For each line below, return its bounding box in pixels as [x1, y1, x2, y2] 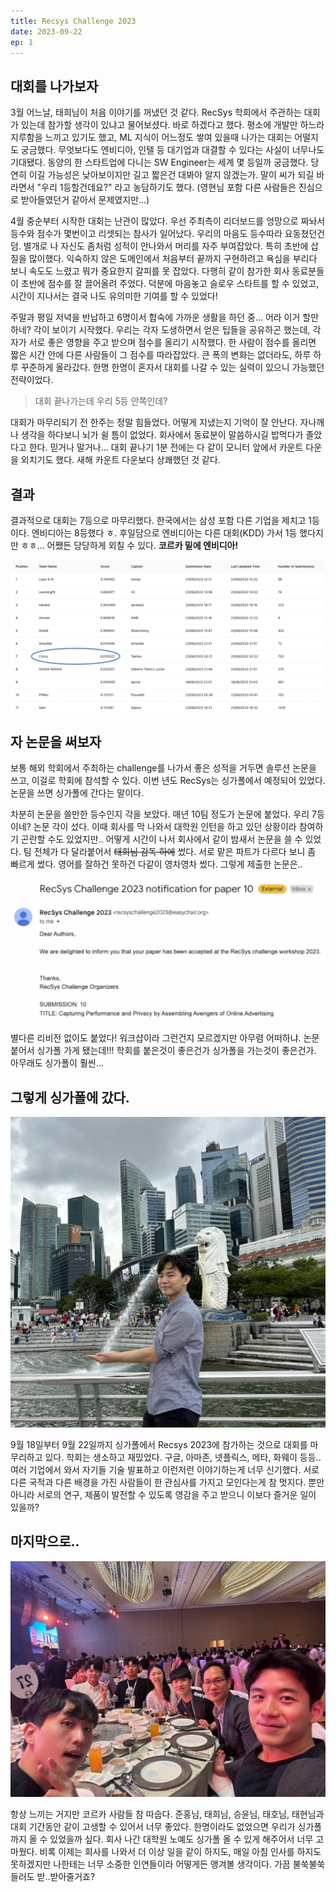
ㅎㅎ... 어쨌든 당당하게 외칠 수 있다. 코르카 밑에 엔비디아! [20, 540, 239, 551]
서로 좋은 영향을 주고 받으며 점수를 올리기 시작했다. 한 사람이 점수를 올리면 [28, 336, 317, 349]
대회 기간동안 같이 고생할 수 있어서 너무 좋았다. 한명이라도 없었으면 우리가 [10, 1820, 296, 1832]
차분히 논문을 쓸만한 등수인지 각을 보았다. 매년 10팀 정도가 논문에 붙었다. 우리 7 [10, 808, 317, 820]
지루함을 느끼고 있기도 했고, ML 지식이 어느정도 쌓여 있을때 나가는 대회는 [10, 131, 293, 144]
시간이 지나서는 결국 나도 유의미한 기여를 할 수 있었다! [10, 290, 218, 302]
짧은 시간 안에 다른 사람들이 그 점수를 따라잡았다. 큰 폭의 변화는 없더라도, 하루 [10, 349, 312, 361]
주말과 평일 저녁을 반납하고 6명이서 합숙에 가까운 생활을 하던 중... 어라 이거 [10, 311, 301, 324]
